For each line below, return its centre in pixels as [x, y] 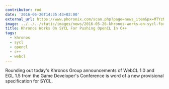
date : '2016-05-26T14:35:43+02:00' [43, 14]
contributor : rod [23, 10]
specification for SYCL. [29, 81]
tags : [11, 33]
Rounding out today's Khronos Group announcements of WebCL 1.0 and [80, 70]
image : [12, 24]
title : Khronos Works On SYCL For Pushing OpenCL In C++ [66, 28]
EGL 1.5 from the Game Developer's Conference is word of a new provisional [84, 76]
